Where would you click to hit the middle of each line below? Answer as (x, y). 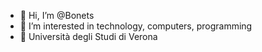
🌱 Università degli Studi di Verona (88, 36)
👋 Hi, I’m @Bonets (57, 15)
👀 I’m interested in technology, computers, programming (136, 26)
